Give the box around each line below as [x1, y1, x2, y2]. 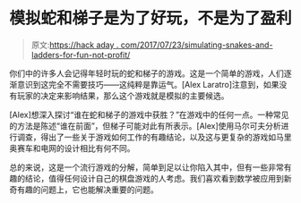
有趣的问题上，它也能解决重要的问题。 [16, 184, 159, 195]
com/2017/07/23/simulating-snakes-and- [120, 39, 273, 50]
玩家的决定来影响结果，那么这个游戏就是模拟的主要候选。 [16, 90, 229, 101]
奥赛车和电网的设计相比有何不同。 [9, 142, 135, 153]
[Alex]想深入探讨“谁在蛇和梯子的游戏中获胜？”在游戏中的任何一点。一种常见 [9, 109, 289, 120]
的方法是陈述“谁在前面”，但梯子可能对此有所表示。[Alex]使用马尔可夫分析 [9, 120, 282, 131]
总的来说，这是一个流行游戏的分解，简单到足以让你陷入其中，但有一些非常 [9, 162, 284, 173]
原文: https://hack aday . [30, 39, 119, 50]
